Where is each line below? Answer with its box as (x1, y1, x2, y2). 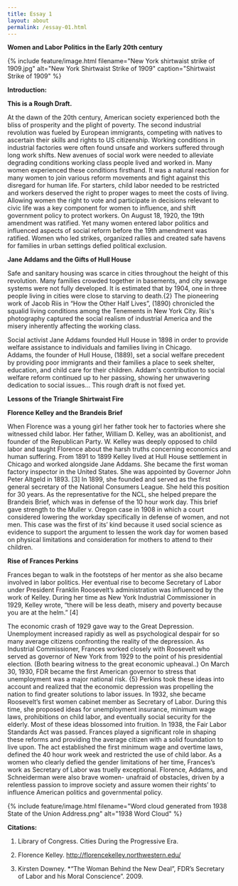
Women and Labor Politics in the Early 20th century (7, 43, 163, 52)
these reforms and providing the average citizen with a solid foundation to (7, 735, 224, 744)
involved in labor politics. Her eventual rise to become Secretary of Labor (7, 578, 222, 587)
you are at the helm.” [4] (7, 608, 79, 617)
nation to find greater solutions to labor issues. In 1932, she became (7, 690, 206, 698)
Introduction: (7, 86, 48, 94)
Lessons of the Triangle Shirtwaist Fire (7, 395, 124, 404)
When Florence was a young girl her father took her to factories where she (7, 422, 226, 431)
